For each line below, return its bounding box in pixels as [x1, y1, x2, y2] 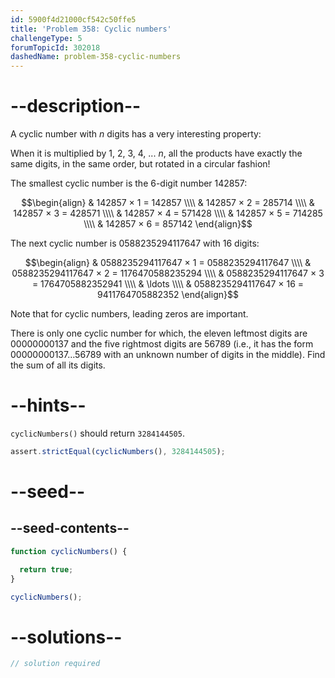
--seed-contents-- [10, 520, 130, 537]
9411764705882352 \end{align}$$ [97, 289, 239, 301]
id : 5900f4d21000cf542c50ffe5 [10, 14, 137, 25]
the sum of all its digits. [10, 359, 106, 371]
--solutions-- [10, 626, 123, 648]
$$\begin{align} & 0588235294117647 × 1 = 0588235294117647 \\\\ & [24, 257, 312, 269]
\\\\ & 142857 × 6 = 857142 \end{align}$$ [83, 218, 253, 230]
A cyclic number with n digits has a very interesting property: [10, 128, 262, 140]
